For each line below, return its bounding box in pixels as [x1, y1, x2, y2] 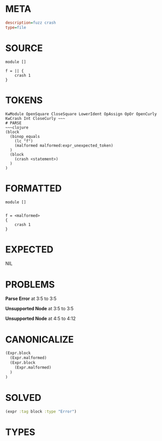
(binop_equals [10, 134, 40, 139]
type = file [5, 25, 27, 30]
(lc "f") [14, 138, 33, 144]
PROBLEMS [5, 278, 55, 290]
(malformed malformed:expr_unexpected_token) [14, 143, 114, 148]
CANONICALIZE [5, 333, 74, 345]
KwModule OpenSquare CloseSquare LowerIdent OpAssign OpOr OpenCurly [5, 111, 157, 116]
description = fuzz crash [5, 20, 56, 25]
